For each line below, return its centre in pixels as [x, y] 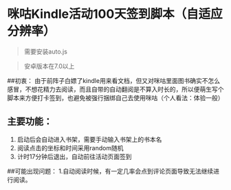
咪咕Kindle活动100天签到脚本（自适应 [115, 14]
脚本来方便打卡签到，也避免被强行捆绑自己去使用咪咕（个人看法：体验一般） [115, 97]
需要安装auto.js [45, 51]
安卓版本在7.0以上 [49, 66]
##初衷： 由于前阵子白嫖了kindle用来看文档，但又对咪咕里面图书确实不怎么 [114, 80]
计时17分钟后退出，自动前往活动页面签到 [74, 156]
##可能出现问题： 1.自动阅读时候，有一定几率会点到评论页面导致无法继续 [110, 171]
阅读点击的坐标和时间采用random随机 [70, 147]
